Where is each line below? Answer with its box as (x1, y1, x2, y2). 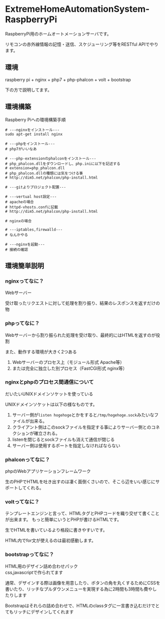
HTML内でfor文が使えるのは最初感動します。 (5, 538, 96, 544)
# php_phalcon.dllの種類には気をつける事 (5, 171, 83, 176)
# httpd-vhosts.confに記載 (5, 204, 58, 210)
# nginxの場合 (5, 218, 32, 224)
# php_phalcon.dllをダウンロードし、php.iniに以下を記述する (5, 161, 121, 166)
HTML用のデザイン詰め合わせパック (5, 563, 78, 569)
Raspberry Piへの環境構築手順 (5, 117, 66, 123)
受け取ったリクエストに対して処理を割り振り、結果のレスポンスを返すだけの (5, 300, 160, 306)
